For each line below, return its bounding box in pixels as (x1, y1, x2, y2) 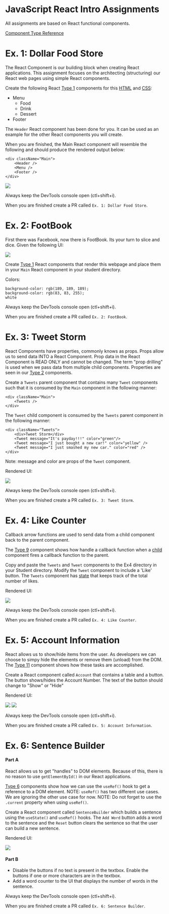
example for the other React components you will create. (5, 131, 123, 137)
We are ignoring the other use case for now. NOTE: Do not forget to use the (5, 794, 162, 800)
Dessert (20, 111, 37, 117)
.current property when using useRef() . (5, 799, 89, 805)
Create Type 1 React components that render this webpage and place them (5, 261, 161, 267)
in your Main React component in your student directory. (5, 266, 122, 272)
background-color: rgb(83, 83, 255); (5, 291, 85, 296)
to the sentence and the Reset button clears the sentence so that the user (5, 820, 158, 826)
